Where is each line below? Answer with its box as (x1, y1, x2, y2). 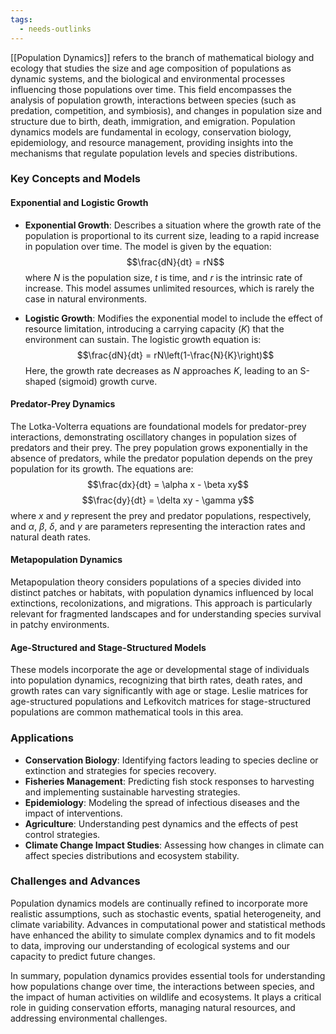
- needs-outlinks (19, 24, 92, 34)
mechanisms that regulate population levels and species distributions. (10, 147, 298, 159)
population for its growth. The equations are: (10, 462, 194, 475)
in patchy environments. (10, 619, 110, 631)
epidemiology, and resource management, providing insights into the (10, 136, 294, 148)
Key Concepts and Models (10, 172, 141, 186)
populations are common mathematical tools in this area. (10, 706, 244, 718)
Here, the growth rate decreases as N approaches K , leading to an (24, 364, 298, 376)
